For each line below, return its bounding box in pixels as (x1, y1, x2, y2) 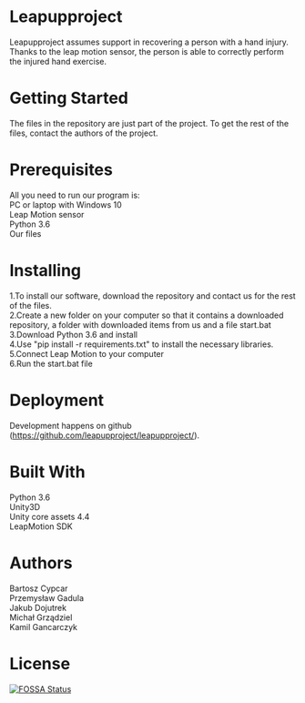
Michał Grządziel (9, 612, 73, 623)
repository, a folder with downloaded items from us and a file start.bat (9, 319, 271, 330)
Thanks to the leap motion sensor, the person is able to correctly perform (9, 46, 284, 56)
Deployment (9, 390, 105, 411)
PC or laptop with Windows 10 (9, 199, 123, 210)
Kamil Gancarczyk (9, 621, 78, 632)
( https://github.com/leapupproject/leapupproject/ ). (9, 430, 200, 441)
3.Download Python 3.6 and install (9, 329, 138, 340)
